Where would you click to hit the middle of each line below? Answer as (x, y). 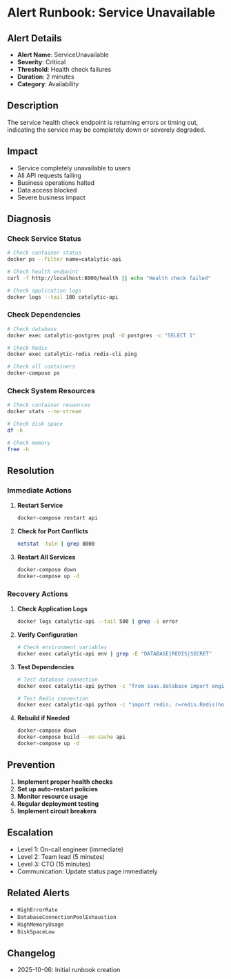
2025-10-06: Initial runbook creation (69, 970)
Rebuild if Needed (43, 718)
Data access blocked (47, 190)
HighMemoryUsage (40, 925)
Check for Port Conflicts (52, 531)
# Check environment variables (62, 647)
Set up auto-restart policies (58, 789)
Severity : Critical (41, 62)
